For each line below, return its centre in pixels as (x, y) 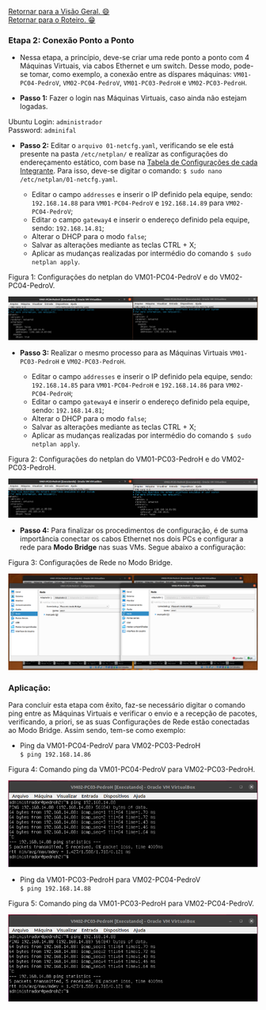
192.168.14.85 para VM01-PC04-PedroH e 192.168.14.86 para (127, 385)
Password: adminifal (42, 131)
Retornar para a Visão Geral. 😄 (59, 11)
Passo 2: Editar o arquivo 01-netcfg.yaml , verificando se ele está (127, 146)
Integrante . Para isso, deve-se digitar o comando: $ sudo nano (121, 171)
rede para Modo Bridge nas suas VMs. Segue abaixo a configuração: (133, 547)
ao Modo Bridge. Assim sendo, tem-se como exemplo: (97, 730)
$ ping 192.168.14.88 (55, 889)
